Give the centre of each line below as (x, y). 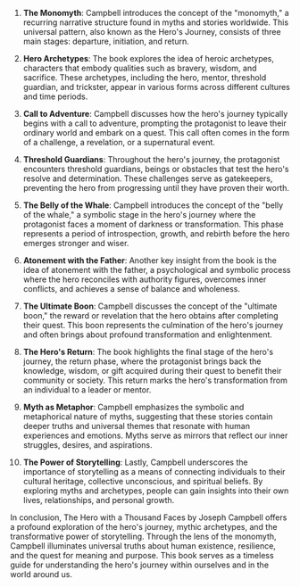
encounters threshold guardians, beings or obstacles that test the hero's (156, 169)
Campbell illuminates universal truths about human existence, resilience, (143, 546)
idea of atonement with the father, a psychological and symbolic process (157, 270)
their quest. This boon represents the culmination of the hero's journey (153, 325)
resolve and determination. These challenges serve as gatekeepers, (148, 178)
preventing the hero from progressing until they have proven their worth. (156, 188)
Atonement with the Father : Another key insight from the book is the (150, 260)
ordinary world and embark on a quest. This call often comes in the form (156, 132)
